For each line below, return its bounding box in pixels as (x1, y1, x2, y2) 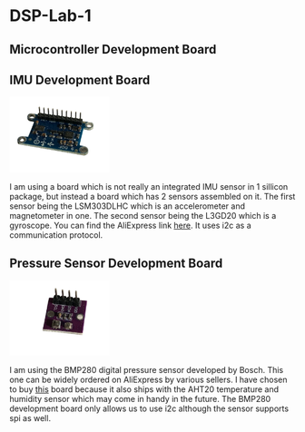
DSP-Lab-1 (9, 5, 93, 26)
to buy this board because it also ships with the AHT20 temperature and (9, 383, 280, 395)
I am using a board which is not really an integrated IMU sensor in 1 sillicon (9, 181, 289, 191)
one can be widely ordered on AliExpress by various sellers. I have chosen (9, 374, 288, 385)
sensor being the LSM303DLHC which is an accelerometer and (9, 201, 246, 211)
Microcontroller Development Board (9, 42, 217, 57)
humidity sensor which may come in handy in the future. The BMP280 (9, 393, 271, 404)
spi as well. (9, 412, 52, 423)
